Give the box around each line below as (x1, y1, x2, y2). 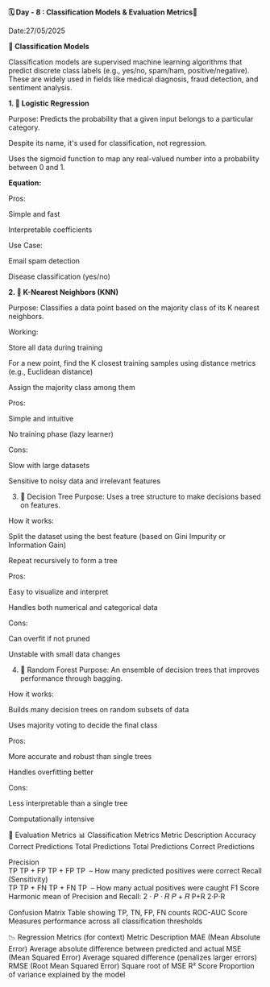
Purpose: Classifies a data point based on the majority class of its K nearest (8, 303, 260, 313)
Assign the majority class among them (8, 383, 135, 392)
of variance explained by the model (8, 970, 126, 979)
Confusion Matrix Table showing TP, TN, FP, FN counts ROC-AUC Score (8, 908, 248, 917)
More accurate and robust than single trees (8, 752, 152, 761)
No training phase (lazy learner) (8, 429, 114, 438)
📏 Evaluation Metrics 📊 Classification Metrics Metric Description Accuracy (8, 830, 256, 840)
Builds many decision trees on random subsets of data (8, 705, 189, 714)
